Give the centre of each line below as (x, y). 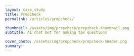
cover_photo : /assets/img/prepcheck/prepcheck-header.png (66, 42)
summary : (14, 46)
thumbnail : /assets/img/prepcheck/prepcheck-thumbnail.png (67, 28)
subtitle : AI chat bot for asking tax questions (56, 33)
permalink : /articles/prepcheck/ (40, 19)
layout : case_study (25, 10)
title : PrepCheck (23, 14)
